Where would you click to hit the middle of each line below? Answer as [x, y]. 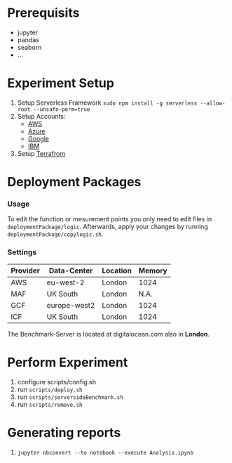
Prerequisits [43, 13]
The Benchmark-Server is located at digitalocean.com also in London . [109, 334]
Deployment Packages [74, 182]
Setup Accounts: [41, 116]
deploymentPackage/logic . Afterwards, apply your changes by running [108, 227]
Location [116, 270]
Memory [153, 270]
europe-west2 [71, 305]
